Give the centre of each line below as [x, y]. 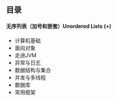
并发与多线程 [30, 77]
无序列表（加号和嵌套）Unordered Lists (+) [59, 26]
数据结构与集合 [33, 70]
